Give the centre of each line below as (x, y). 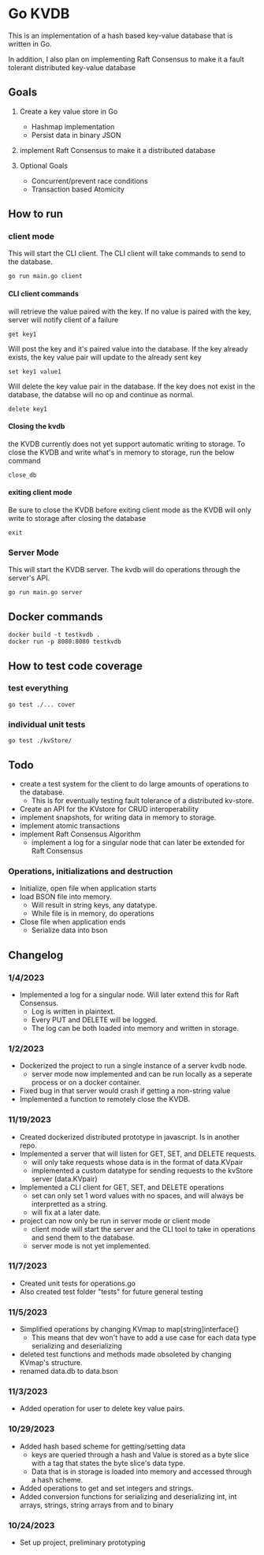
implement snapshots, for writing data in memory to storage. (118, 817)
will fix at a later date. (66, 1212)
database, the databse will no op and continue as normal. (101, 394)
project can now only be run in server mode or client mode (115, 1220)
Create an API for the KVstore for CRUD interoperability (109, 809)
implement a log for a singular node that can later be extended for (138, 842)
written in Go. (30, 43)
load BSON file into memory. (65, 897)
